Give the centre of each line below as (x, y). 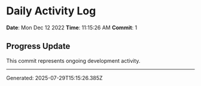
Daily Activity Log (51, 11)
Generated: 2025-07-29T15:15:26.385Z (54, 78)
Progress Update (38, 46)
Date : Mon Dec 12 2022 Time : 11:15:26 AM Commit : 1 (72, 27)
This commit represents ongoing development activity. (73, 60)
